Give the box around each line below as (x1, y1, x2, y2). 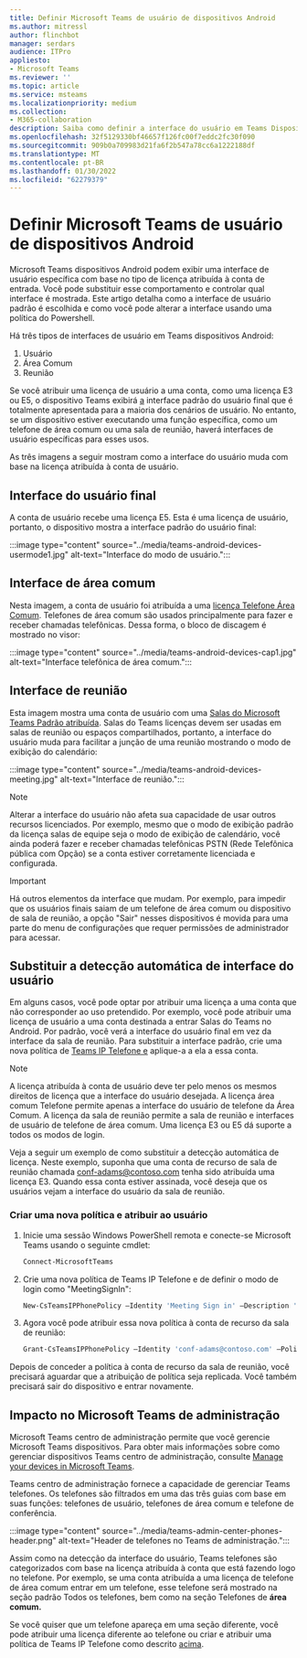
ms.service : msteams (9, 90, 89, 99)
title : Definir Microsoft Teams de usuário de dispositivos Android (9, 13, 276, 23)
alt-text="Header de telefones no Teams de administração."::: (58, 1535, 291, 1546)
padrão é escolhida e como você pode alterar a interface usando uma (9, 303, 272, 314)
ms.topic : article (9, 81, 79, 91)
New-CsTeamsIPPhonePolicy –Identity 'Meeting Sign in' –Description (22, 1300, 290, 1310)
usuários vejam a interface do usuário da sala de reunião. (9, 1186, 226, 1197)
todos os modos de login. (9, 1129, 105, 1140)
